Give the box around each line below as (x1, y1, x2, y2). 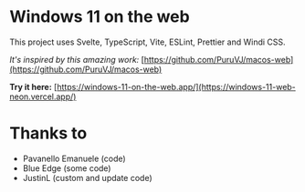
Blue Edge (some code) (22, 162, 111, 174)
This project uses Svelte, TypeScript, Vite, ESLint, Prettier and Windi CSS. (9, 36, 286, 47)
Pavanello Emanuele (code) (22, 153, 126, 164)
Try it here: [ (9, 81, 58, 92)
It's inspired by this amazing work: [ (9, 54, 144, 65)
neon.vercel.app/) (9, 91, 77, 102)
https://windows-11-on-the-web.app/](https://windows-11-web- (56, 81, 297, 92)
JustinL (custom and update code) (22, 172, 152, 183)
